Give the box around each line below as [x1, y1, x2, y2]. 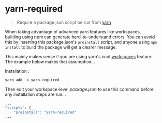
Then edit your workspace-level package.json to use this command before [5, 86, 154, 92]
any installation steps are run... [5, 91, 66, 97]
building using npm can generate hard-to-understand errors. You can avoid [5, 34, 155, 40]
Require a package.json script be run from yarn [16, 19, 111, 25]
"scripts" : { [5, 105, 31, 110]
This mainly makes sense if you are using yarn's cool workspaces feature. [5, 53, 153, 59]
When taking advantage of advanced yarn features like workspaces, [5, 29, 141, 34]
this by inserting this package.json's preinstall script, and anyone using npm [5, 39, 158, 45]
